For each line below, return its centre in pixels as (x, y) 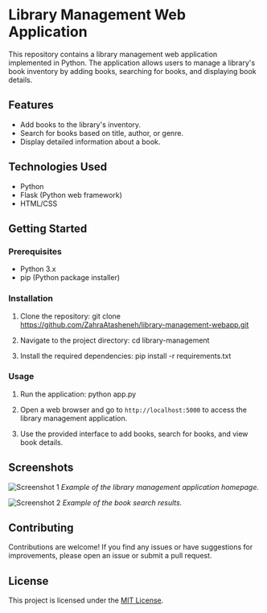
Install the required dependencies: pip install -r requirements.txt (125, 356)
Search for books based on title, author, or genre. (101, 133)
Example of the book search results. (122, 502)
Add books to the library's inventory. (80, 124)
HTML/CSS (39, 204)
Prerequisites (35, 251)
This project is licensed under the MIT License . (86, 600)
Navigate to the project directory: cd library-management (115, 340)
